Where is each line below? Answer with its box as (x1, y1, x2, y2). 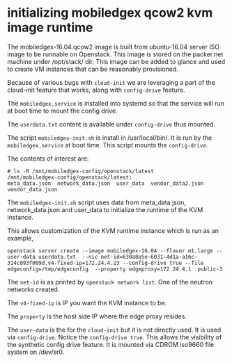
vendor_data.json (7, 186, 58, 193)
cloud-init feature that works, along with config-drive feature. (7, 86, 185, 94)
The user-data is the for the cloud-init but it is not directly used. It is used (7, 325, 222, 334)
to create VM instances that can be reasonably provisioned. (7, 65, 179, 73)
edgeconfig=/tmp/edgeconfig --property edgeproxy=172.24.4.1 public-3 (7, 266, 223, 273)
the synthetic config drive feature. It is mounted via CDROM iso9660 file (7, 340, 215, 348)
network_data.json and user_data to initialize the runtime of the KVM (7, 205, 203, 213)
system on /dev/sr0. (7, 348, 65, 356)
